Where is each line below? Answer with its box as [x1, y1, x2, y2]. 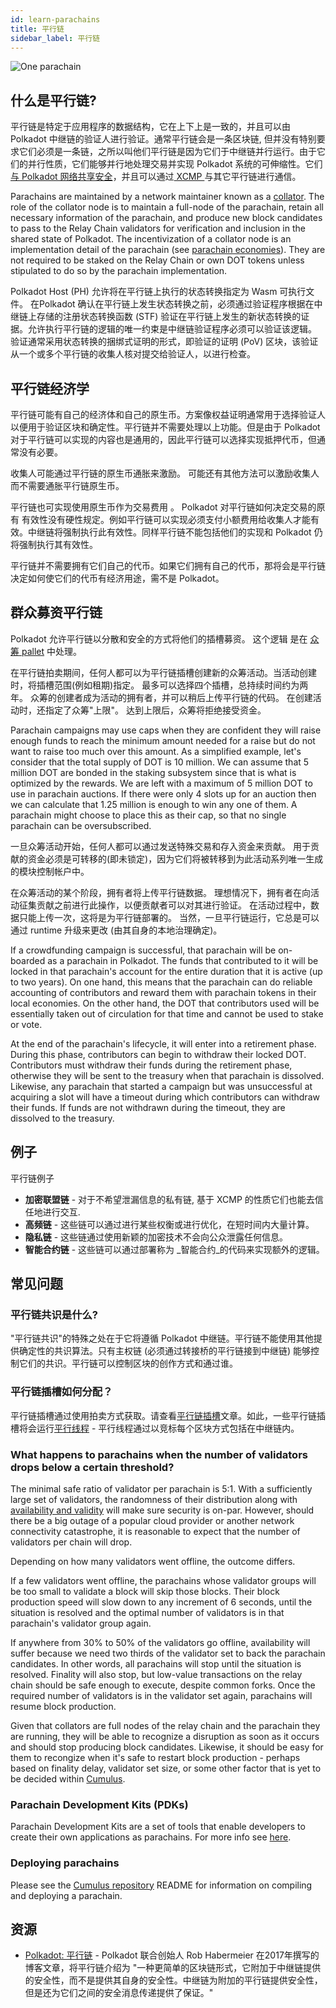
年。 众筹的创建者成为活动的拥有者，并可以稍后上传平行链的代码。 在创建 [10, 691, 313, 703]
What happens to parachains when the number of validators [10, 1447, 308, 1461]
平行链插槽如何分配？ [10, 1385, 113, 1399]
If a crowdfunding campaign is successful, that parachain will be [10, 944, 277, 956]
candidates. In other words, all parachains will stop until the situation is [10, 1657, 302, 1670]
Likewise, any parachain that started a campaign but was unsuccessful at [10, 1080, 313, 1092]
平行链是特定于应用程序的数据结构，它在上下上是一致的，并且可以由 [10, 121, 291, 133]
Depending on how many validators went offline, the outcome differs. [10, 1555, 296, 1567]
